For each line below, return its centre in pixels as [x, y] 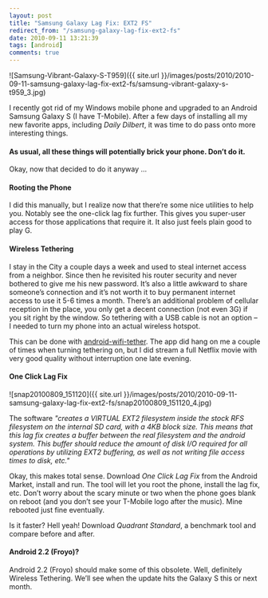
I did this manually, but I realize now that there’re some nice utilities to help [132, 205]
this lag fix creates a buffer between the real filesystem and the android [127, 435]
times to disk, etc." [39, 460]
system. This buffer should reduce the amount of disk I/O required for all [128, 443]
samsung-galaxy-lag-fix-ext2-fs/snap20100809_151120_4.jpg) [110, 403]
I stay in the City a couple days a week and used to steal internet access [128, 266]
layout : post [31, 16]
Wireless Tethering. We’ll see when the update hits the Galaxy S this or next [133, 578]
